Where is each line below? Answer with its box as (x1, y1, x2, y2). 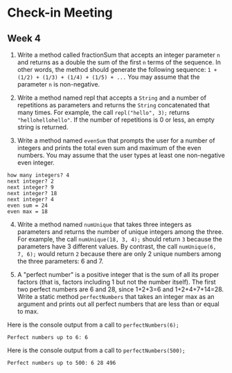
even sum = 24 (7, 202, 48, 209)
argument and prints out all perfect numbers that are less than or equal (17, 300, 220, 308)
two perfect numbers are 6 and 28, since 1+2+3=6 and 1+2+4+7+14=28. (17, 285, 224, 293)
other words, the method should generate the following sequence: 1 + (17, 66, 217, 73)
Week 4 (7, 33, 42, 44)
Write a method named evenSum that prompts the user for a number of (17, 136, 215, 145)
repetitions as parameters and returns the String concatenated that (17, 101, 210, 109)
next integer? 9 (7, 184, 54, 191)
